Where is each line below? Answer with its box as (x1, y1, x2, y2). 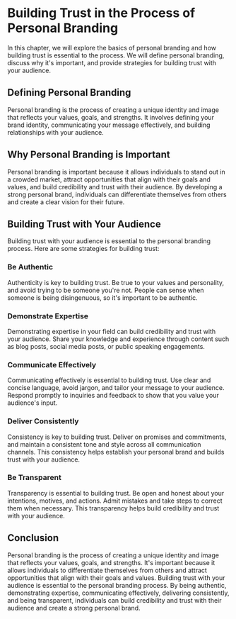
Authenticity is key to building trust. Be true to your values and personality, (7, 278, 225, 286)
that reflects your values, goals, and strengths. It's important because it (7, 558, 216, 567)
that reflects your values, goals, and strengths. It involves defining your (7, 113, 214, 121)
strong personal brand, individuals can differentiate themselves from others (7, 190, 228, 199)
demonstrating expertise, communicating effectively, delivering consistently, (7, 589, 230, 597)
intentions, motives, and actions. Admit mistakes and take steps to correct (7, 496, 223, 505)
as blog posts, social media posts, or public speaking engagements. (7, 342, 205, 350)
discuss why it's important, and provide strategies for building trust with (7, 58, 217, 67)
